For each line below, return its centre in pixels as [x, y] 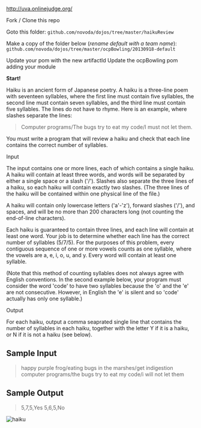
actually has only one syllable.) [44, 299]
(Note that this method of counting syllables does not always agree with [95, 273]
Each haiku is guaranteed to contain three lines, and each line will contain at [100, 230]
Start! [13, 78]
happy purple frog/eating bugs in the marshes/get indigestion [97, 367]
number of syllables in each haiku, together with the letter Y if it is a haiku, [98, 328]
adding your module [31, 67]
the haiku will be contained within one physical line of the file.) [83, 194]
